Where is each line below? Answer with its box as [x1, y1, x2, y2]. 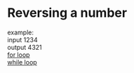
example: [7, 28, 34, 36]
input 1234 [7, 35, 38, 44]
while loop [7, 58, 37, 66]
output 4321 [7, 43, 42, 51]
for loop [7, 51, 30, 59]
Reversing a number [7, 5, 128, 21]
